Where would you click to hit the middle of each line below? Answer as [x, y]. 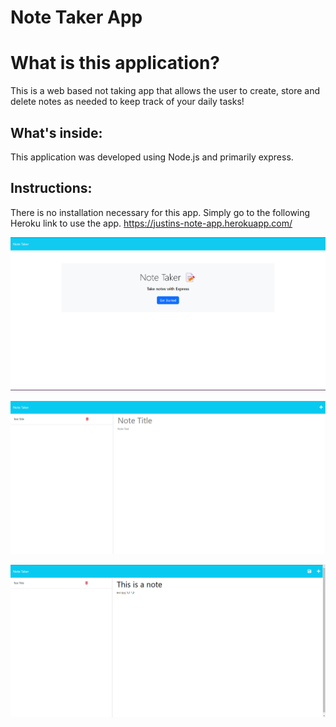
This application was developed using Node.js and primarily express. [152, 157]
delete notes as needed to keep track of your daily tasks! [127, 102]
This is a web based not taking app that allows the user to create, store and [165, 91]
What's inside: [56, 132]
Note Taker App [76, 17]
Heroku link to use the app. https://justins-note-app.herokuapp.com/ [151, 223]
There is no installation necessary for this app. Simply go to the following [160, 212]
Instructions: [51, 188]
